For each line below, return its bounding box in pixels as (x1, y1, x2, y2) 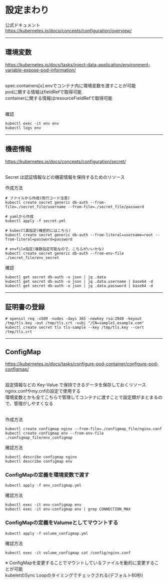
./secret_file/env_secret (5, 255, 59, 260)
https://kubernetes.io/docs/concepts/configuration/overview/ (5, 27, 132, 33)
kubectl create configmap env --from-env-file (5, 431, 104, 436)
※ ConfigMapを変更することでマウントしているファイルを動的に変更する (5, 560, 155, 566)
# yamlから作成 (5, 214, 34, 219)
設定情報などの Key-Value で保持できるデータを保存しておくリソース (5, 382, 146, 388)
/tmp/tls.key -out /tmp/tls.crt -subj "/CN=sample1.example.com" (5, 321, 144, 326)
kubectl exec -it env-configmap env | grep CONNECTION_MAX (5, 507, 131, 512)
